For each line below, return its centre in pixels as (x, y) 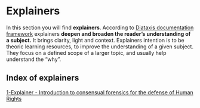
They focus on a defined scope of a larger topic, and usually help (86, 53)
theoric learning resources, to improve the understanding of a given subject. (100, 47)
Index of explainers (43, 78)
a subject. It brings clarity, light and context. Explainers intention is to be (95, 40)
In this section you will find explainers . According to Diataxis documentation (100, 27)
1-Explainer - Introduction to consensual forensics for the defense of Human (100, 92)
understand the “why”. (34, 59)
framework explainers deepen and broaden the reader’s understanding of (99, 33)
